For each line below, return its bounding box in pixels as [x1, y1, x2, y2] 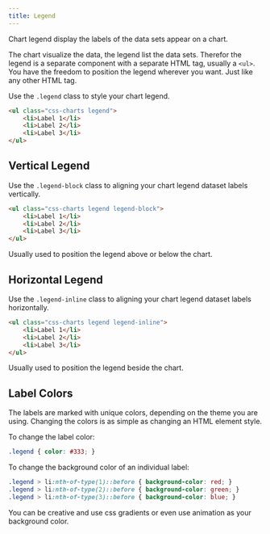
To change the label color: [8, 432, 95, 442]
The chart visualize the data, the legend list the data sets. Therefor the [8, 49, 242, 59]
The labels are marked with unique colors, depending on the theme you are [8, 408, 258, 418]
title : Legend [8, 11, 56, 20]
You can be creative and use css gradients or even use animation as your [8, 507, 251, 517]
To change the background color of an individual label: [8, 462, 189, 473]
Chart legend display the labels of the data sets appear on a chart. [8, 34, 228, 44]
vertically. [8, 189, 41, 199]
